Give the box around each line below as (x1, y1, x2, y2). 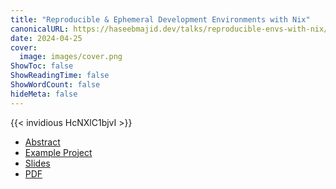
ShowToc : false (10, 61, 74, 71)
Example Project (24, 146, 93, 158)
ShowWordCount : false (10, 80, 101, 90)
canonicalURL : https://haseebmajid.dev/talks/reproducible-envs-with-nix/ (10, 24, 329, 34)
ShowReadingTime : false (10, 71, 110, 81)
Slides (24, 157, 51, 169)
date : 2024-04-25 (10, 33, 83, 43)
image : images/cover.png (19, 52, 123, 62)
